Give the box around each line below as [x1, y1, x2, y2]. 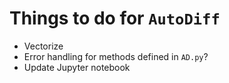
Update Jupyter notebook [23, 61, 131, 73]
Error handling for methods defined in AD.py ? [23, 50, 209, 62]
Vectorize [23, 40, 64, 52]
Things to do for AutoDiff [9, 7, 221, 30]
